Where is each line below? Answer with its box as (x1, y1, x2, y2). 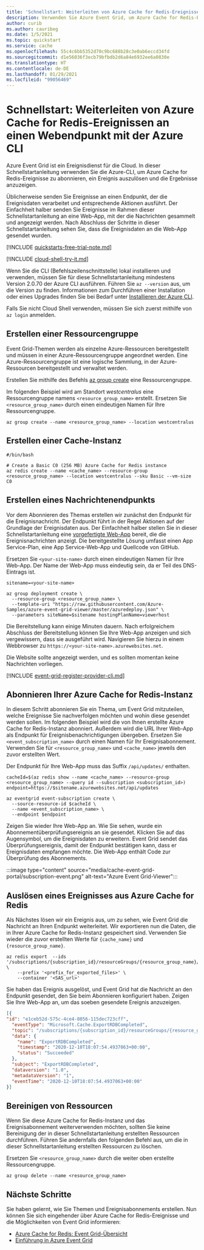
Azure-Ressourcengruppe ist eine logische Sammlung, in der (6, 358, 159, 365)
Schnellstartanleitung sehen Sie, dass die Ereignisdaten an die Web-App (6, 226, 187, 233)
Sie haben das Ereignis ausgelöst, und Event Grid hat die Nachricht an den (6, 986, 192, 993)
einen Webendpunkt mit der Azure (6, 129, 183, 143)
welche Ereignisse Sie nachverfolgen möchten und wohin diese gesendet (6, 712, 190, 720)
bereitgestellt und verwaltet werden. (37, 364, 128, 372)
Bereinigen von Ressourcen (6, 1100, 113, 1111)
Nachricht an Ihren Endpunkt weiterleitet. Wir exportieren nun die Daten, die (6, 923, 196, 930)
